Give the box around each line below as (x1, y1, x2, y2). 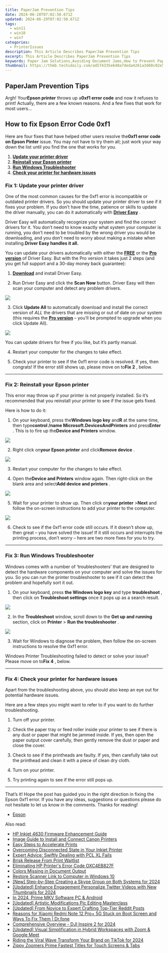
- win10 (9, 30, 26, 35)
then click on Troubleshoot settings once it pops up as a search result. (12, 594, 159, 600)
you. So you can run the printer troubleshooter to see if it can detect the (5, 574, 153, 580)
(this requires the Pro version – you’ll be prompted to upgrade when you (12, 315, 161, 321)
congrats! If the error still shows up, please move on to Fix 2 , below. (12, 364, 152, 370)
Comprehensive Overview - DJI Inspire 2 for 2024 (12, 921, 116, 927)
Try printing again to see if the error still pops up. (12, 776, 113, 782)
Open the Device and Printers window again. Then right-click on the (12, 475, 153, 481)
